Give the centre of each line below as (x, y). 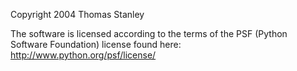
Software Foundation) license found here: (96, 44)
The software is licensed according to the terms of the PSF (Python (149, 33)
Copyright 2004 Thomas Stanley (77, 14)
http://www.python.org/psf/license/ (83, 55)
